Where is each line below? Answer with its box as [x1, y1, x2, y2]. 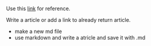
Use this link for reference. [6, 5, 71, 12]
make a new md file [14, 28, 62, 35]
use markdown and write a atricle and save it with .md [14, 34, 146, 41]
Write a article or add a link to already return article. [6, 17, 131, 23]
